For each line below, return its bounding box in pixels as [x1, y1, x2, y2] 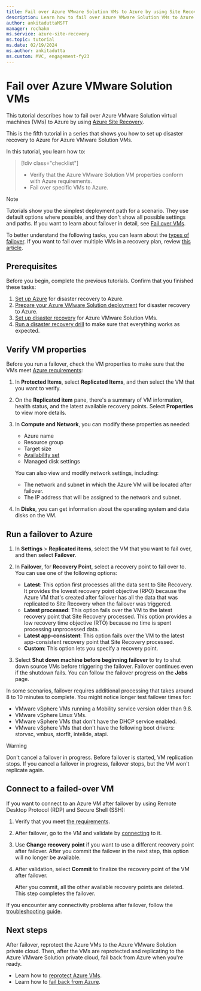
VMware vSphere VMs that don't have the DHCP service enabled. [14, 718, 178, 725]
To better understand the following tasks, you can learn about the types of [6, 231, 190, 239]
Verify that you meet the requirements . [14, 818, 111, 825]
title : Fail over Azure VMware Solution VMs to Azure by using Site [6, 8, 181, 15]
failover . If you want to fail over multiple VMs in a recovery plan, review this [6, 237, 191, 245]
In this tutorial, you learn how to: [6, 147, 86, 155]
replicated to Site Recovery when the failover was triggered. [23, 600, 172, 607]
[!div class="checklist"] [20, 159, 79, 167]
